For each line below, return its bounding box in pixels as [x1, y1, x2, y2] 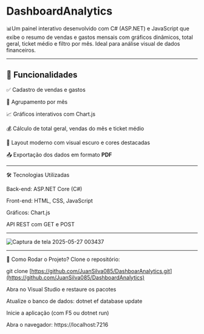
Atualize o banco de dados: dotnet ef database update [6, 297, 143, 305]
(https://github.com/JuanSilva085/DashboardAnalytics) [6, 274, 144, 281]
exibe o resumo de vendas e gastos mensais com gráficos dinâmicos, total [6, 33, 193, 41]
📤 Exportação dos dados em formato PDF [6, 151, 112, 158]
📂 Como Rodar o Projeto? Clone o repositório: [6, 256, 120, 263]
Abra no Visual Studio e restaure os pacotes [6, 285, 117, 293]
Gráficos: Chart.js [6, 209, 50, 216]
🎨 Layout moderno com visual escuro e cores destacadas [6, 139, 151, 146]
